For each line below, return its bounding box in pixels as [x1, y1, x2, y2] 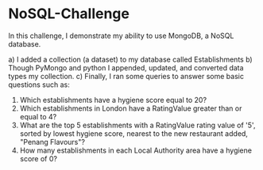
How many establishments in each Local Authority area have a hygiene [19, 145, 253, 155]
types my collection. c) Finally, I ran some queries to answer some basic [8, 71, 245, 81]
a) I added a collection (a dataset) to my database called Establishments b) [8, 55, 253, 64]
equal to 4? [19, 111, 57, 121]
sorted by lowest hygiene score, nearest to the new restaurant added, [19, 128, 249, 138]
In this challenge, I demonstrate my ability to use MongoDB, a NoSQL [8, 31, 234, 40]
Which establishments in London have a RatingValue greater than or [19, 104, 242, 113]
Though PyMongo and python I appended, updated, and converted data [8, 62, 244, 72]
